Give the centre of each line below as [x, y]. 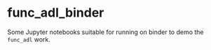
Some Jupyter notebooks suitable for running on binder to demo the [106, 32]
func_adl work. [29, 39]
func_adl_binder [56, 13]
